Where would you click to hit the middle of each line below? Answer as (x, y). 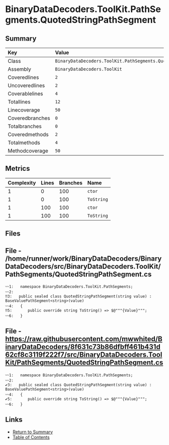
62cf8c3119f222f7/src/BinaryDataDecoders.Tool (84, 355)
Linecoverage (24, 110)
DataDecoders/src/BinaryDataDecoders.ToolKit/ (83, 266)
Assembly (20, 69)
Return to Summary (33, 432)
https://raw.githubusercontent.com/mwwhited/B (84, 339)
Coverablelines (25, 94)
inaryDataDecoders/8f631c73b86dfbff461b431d (83, 347)
